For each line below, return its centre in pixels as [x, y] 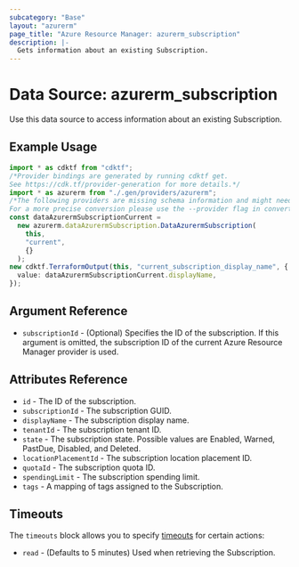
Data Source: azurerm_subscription [144, 95]
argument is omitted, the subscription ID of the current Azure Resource [152, 342]
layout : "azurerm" [43, 26]
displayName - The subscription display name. [105, 420]
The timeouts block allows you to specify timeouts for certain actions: [137, 536]
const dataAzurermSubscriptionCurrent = [85, 218]
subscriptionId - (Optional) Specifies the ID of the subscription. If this [150, 332]
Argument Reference [69, 311]
